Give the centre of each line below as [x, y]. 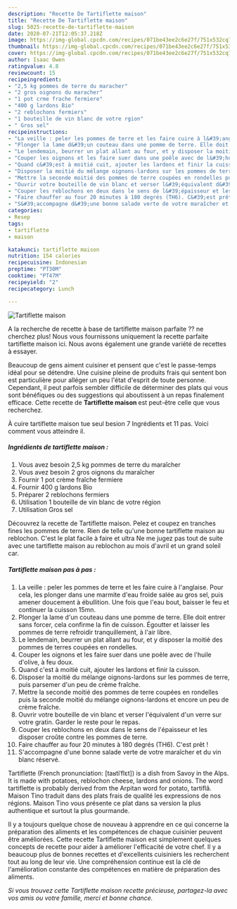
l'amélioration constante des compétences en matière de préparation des [114, 870]
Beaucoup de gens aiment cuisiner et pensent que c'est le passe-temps [112, 365]
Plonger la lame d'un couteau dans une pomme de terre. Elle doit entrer [122, 617]
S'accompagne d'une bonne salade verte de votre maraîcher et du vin [120, 752]
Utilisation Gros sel [45, 510]
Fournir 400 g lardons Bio [55, 487]
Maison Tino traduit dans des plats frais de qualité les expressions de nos [114, 796]
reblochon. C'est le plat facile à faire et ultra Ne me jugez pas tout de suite [116, 538]
